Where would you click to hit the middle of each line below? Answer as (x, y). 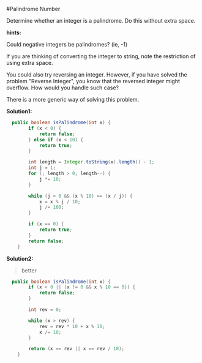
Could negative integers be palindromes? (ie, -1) (67, 44)
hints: (14, 32)
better (29, 270)
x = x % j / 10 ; (60, 201)
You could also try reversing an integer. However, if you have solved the (97, 75)
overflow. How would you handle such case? (63, 88)
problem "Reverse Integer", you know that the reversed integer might (93, 81)
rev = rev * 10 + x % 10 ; (72, 326)
